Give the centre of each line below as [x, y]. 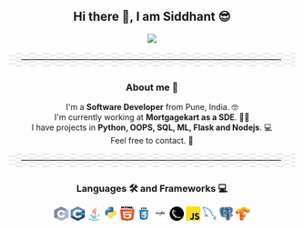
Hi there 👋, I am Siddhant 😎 [152, 17]
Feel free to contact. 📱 [152, 141]
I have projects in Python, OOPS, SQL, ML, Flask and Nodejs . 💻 [152, 127]
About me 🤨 [152, 87]
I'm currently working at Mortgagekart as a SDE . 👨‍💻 [152, 117]
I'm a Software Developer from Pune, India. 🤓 [152, 107]
